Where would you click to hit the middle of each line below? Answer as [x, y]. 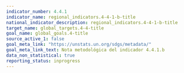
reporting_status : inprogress [43, 61]
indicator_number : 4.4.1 [37, 11]
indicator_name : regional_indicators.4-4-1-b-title [71, 17]
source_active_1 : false [35, 39]
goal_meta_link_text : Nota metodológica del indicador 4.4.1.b [86, 50]
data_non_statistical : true [41, 55]
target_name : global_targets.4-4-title [55, 28]
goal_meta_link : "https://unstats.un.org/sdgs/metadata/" [79, 45]
